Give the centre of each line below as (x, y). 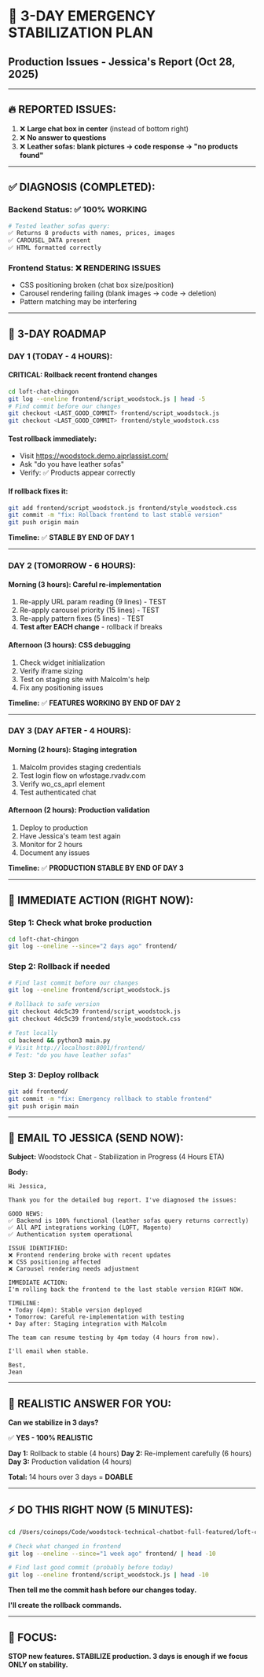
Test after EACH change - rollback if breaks (91, 627)
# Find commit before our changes (65, 406)
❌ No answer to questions (63, 138)
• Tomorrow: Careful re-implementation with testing (96, 1317)
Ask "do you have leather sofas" (71, 464)
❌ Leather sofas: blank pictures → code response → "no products (128, 146)
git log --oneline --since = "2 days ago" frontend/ (93, 946)
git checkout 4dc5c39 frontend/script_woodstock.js (94, 1012)
